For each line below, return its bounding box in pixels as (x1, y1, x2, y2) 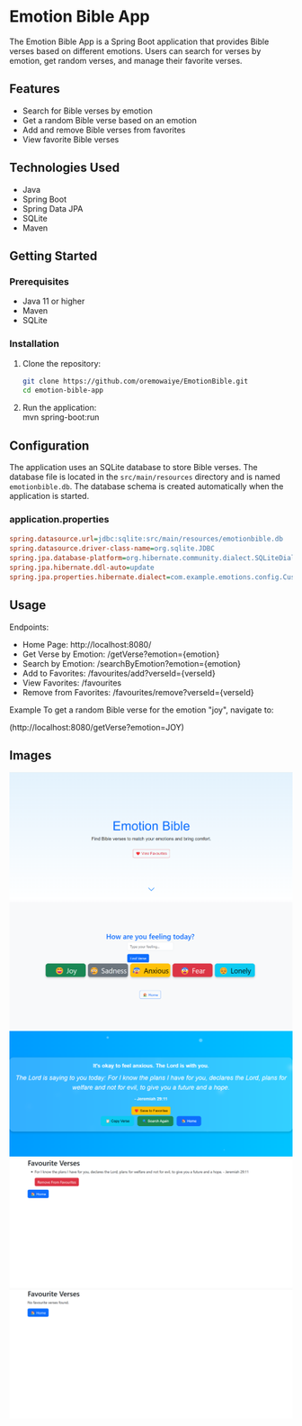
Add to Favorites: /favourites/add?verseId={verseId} (22, 668, 216, 678)
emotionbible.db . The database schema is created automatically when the (9, 481, 284, 492)
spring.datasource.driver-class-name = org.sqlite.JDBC (9, 544, 216, 553)
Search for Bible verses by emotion (22, 105, 153, 116)
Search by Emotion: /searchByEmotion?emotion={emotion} (22, 658, 241, 668)
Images (9, 748, 52, 763)
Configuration (9, 438, 90, 453)
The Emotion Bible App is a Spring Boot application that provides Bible (9, 36, 270, 47)
